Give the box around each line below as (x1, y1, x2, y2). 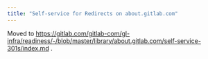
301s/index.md (7, 44, 50, 52)
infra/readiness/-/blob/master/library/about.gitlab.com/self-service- (7, 36, 201, 45)
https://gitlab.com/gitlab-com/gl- (35, 29, 130, 37)
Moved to (7, 29, 35, 37)
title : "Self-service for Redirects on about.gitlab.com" (7, 10, 178, 17)
